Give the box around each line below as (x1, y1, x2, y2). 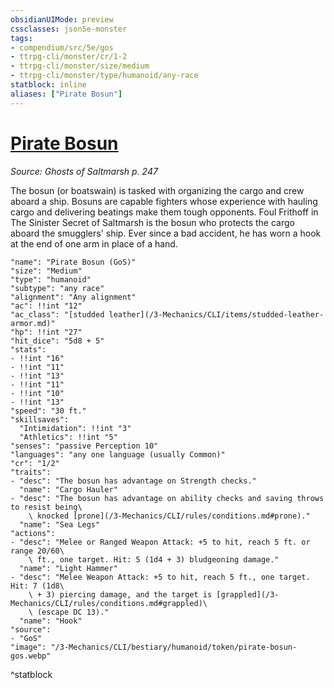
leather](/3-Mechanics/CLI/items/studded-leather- (108, 309, 325, 320)
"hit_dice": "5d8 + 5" (10, 336, 105, 346)
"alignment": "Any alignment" (10, 292, 137, 302)
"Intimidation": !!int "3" (19, 423, 132, 433)
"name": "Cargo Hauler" (19, 484, 118, 495)
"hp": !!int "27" (10, 327, 83, 337)
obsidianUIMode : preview (10, 14, 114, 25)
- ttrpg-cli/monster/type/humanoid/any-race (10, 71, 199, 81)
